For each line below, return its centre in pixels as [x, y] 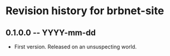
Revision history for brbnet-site [85, 11]
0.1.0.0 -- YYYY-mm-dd [51, 33]
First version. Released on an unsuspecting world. [75, 47]
